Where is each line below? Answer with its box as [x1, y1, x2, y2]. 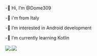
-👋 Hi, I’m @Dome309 [5, 5, 52, 11]
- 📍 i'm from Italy [5, 15, 39, 21]
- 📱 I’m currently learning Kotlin [5, 35, 70, 41]
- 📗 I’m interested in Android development [5, 25, 92, 31]
